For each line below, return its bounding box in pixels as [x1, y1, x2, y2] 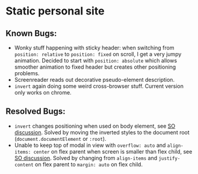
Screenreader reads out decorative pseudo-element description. [14, 76, 175, 83]
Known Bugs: [5, 28, 57, 39]
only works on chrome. [14, 89, 72, 96]
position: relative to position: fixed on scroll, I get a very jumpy [14, 51, 182, 58]
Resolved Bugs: [5, 107, 66, 117]
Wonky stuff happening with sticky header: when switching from [14, 44, 175, 51]
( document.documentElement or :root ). [14, 135, 107, 142]
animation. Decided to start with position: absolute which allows [14, 57, 178, 64]
